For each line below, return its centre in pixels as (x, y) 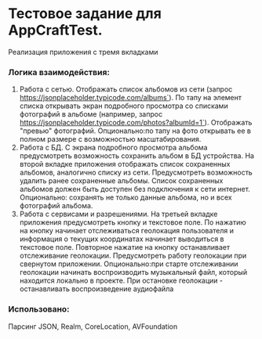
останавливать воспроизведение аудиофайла (96, 289)
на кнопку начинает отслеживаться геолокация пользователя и (126, 231)
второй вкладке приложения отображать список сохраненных (125, 164)
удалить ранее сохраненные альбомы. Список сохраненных (121, 181)
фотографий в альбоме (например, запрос (91, 114)
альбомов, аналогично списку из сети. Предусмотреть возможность (136, 172)
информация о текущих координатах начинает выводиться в (122, 239)
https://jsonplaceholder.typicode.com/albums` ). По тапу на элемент (130, 98)
